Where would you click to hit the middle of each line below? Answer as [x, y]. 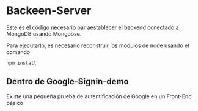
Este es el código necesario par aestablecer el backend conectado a [93, 27]
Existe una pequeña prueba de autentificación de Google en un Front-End [99, 96]
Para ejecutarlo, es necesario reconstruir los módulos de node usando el [98, 45]
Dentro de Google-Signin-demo [68, 82]
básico [15, 103]
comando [18, 52]
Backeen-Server [49, 11]
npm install [21, 63]
